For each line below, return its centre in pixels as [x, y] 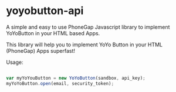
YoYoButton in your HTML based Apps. [53, 33]
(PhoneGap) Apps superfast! [40, 50]
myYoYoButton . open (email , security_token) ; [60, 83]
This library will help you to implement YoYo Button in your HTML [84, 45]
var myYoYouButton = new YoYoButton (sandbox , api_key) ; [76, 78]
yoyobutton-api [45, 11]
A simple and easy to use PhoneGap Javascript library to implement [88, 27]
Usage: [15, 62]
